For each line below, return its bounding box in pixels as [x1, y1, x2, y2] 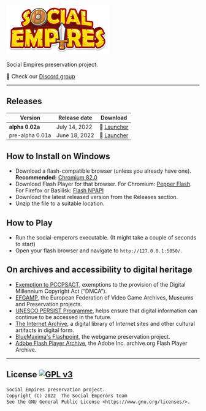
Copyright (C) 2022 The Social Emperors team [6, 393, 128, 399]
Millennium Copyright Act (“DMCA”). [15, 287, 107, 295]
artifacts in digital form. [15, 326, 75, 334]
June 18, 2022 [56, 131, 94, 139]
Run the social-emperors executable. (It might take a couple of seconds [15, 233, 197, 241]
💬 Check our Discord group [6, 73, 75, 80]
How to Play [6, 217, 53, 228]
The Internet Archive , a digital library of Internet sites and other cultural [15, 320, 195, 327]
